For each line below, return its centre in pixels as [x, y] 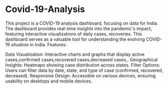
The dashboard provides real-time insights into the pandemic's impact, [79, 28]
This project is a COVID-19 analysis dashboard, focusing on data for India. [82, 23]
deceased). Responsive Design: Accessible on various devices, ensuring [80, 75]
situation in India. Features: [39, 44]
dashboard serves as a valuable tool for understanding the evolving [75, 39]
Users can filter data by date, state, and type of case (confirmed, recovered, [84, 70]
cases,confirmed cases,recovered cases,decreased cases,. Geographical [81, 59]
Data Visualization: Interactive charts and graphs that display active [75, 54]
